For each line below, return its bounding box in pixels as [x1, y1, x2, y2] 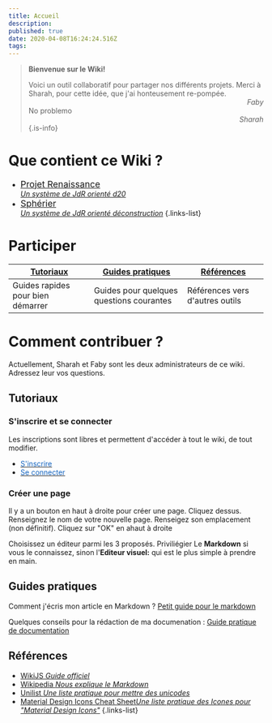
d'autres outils [187, 295, 241, 306]
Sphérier [19, 198, 57, 209]
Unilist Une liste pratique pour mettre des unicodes [19, 687, 190, 698]
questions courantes [93, 295, 172, 306]
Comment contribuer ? [8, 333, 164, 351]
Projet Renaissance [19, 179, 101, 191]
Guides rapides [12, 280, 70, 290]
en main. [8, 556, 38, 566]
